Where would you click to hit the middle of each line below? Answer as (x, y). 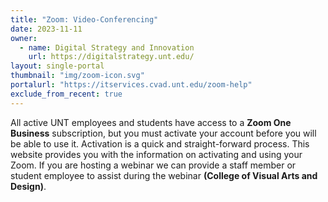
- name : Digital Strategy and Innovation (107, 47)
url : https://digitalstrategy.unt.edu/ (111, 57)
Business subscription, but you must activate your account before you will (163, 133)
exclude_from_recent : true (66, 94)
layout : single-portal (57, 66)
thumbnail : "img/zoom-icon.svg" (77, 76)
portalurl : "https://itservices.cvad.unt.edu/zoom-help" (131, 85)
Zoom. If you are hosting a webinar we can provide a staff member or (153, 165)
